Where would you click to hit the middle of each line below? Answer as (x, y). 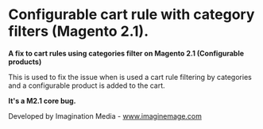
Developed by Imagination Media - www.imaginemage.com (105, 116)
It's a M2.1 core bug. (43, 101)
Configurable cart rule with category (131, 15)
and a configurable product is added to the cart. (87, 85)
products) (25, 62)
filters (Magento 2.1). (79, 31)
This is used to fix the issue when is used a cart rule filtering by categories (130, 77)
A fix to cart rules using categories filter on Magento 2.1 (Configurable (126, 53)
